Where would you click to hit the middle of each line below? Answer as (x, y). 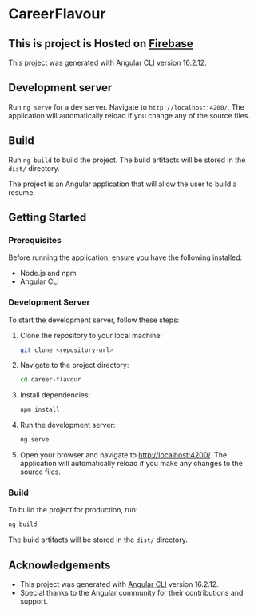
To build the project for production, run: (73, 510)
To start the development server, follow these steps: (94, 320)
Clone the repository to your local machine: (91, 335)
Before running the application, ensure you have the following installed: (125, 257)
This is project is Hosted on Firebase (101, 44)
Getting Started (48, 218)
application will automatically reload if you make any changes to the (131, 464)
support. (34, 601)
